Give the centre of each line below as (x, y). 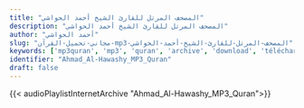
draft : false (34, 68)
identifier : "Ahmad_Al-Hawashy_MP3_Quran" (90, 59)
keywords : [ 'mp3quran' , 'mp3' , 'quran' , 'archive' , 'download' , (133, 51)
